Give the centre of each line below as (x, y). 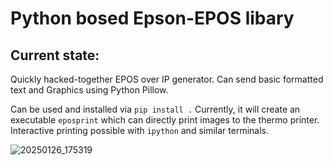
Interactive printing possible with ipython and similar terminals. (139, 130)
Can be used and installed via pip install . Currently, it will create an (155, 109)
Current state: (55, 55)
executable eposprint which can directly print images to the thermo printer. (165, 120)
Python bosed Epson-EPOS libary (152, 18)
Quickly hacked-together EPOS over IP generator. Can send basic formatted (167, 79)
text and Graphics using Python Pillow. (89, 90)
